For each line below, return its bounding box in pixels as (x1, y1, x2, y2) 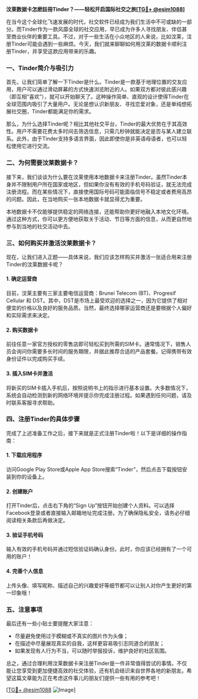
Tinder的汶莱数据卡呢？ (6, 261, 64, 268)
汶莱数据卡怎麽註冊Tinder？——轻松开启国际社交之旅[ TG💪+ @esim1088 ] (6, 6, 185, 12)
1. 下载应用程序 (6, 451, 42, 459)
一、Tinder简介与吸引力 (6, 64, 74, 72)
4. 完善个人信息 (6, 567, 44, 575)
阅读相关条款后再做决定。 (6, 517, 68, 524)
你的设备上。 (16, 473, 48, 480)
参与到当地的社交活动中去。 (6, 222, 74, 229)
